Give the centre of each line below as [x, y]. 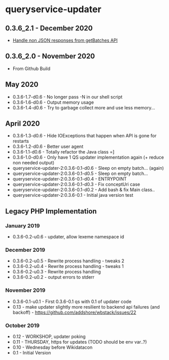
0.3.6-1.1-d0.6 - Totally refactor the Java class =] [63, 152]
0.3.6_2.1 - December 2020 [49, 28]
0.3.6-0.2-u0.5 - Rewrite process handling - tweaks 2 [68, 261]
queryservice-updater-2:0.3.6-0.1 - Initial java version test [73, 195]
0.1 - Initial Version [32, 353]
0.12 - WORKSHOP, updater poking [49, 337]
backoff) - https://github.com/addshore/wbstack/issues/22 [74, 312]
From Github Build [31, 68]
